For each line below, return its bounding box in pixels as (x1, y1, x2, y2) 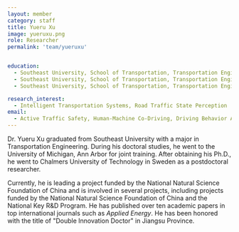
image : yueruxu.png (7, 30, 65, 38)
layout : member (7, 10, 53, 18)
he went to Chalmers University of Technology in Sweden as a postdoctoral (7, 157, 229, 166)
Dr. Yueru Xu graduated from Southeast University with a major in (7, 135, 199, 143)
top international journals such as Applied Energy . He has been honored (7, 209, 218, 217)
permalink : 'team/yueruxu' (7, 43, 87, 51)
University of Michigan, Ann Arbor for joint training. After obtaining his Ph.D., (7, 150, 232, 158)
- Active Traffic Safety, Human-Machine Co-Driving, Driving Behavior (14, 115, 228, 122)
